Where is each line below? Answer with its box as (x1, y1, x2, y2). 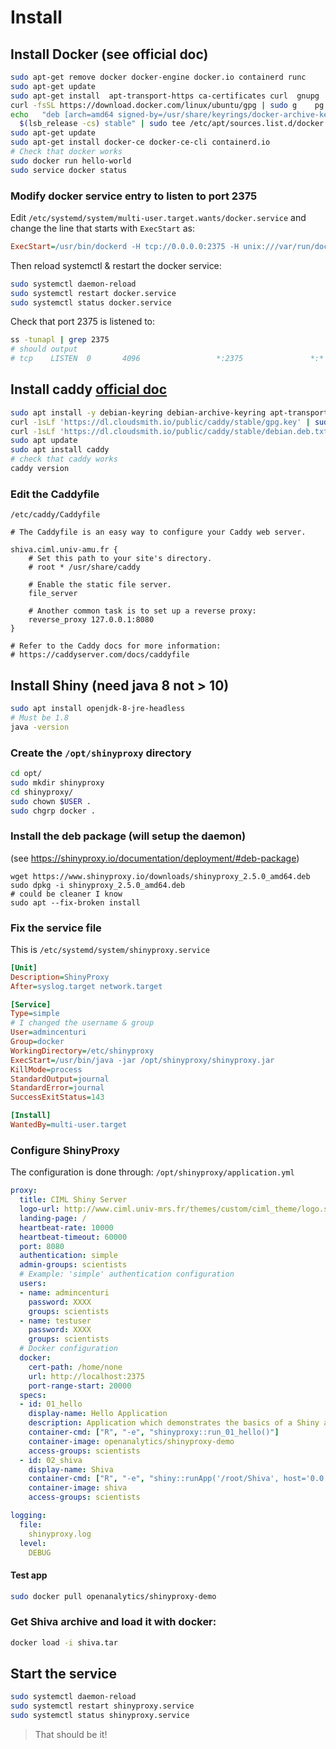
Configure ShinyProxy (10, 1143, 120, 1157)
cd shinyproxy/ (10, 787, 74, 797)
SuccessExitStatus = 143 (10, 1092, 105, 1103)
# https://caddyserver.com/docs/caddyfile (10, 650, 190, 660)
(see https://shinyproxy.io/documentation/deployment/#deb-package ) (10, 852, 300, 864)
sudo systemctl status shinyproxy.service (10, 1711, 190, 1721)
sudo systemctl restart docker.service (10, 288, 177, 298)
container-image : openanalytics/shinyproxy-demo (28, 1436, 235, 1446)
